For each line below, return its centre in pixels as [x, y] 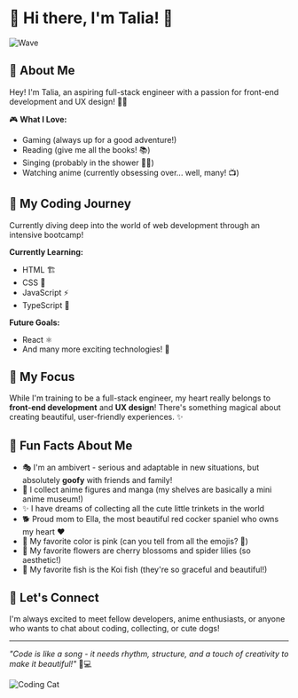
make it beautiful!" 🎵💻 [51, 664]
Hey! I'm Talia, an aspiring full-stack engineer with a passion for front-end [144, 91]
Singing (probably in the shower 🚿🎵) [88, 163]
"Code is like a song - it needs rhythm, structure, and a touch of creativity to [149, 654]
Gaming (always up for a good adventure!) [99, 139]
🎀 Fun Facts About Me [71, 445]
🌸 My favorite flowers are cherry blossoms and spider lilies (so [136, 551]
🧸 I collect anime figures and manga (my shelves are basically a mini [147, 490]
